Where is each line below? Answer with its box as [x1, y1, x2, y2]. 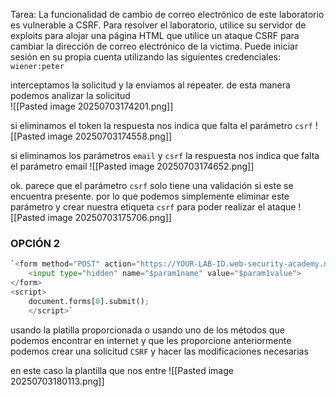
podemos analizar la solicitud [10, 90, 131, 101]
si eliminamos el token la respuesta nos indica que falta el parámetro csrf [10, 120, 313, 131]
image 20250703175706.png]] [47, 212, 172, 223]
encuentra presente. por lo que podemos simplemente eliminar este [10, 190, 290, 202]
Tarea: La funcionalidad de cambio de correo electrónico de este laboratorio [10, 9, 325, 20]
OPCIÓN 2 [10, 236, 61, 250]
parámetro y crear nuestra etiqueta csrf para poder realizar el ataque [10, 201, 297, 213]
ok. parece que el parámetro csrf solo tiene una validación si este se [10, 180, 294, 191]
